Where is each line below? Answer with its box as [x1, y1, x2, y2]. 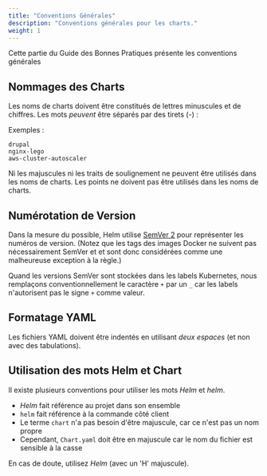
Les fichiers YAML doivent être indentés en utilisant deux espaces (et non [8, 332, 250, 342]
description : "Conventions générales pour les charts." [8, 19, 198, 27]
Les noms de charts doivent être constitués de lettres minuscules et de [8, 101, 241, 111]
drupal [8, 141, 30, 149]
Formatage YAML [8, 311, 97, 324]
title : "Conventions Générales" [8, 11, 116, 20]
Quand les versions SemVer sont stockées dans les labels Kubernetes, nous [8, 271, 257, 280]
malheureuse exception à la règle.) [8, 256, 122, 264]
